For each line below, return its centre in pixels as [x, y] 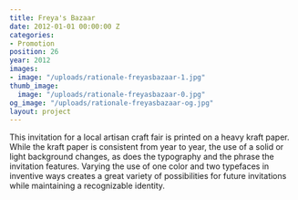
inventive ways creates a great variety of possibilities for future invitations [148, 176]
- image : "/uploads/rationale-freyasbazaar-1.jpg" [108, 78]
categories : [32, 35]
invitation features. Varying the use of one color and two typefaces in [139, 166]
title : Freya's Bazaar [52, 18]
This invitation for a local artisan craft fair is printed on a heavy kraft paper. [149, 137]
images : [24, 69]
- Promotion [32, 43]
